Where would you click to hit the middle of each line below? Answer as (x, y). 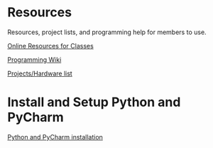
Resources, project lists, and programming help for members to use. (107, 32)
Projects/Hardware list (40, 73)
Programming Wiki (34, 59)
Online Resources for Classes (50, 46)
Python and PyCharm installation (55, 137)
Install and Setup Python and (94, 102)
